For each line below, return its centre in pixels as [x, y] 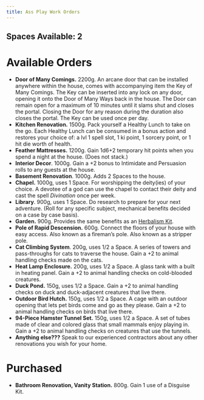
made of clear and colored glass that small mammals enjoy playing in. [102, 324]
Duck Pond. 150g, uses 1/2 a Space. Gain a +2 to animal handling [97, 285]
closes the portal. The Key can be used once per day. [82, 118]
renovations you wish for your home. [61, 344]
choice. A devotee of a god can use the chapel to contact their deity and [106, 189]
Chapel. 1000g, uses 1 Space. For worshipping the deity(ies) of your [100, 182]
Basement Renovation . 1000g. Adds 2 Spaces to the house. [90, 176]
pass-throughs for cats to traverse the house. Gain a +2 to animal [97, 253]
